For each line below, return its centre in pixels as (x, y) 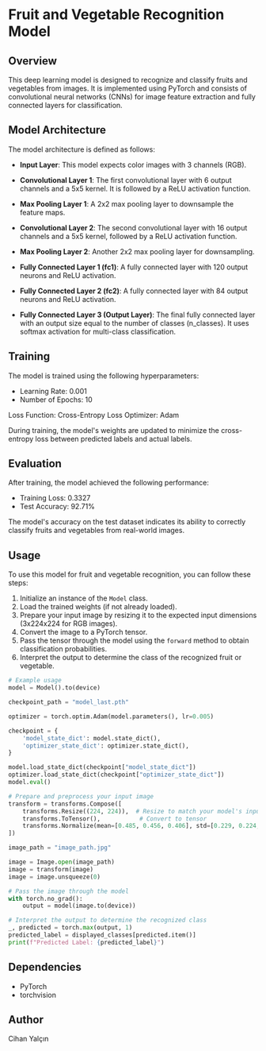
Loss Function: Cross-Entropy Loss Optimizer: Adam (94, 415)
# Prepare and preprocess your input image (81, 796)
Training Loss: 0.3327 (55, 498)
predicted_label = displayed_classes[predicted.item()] (102, 935)
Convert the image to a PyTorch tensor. (84, 632)
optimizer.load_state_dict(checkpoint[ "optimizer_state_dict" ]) (116, 775)
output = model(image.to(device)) (79, 906)
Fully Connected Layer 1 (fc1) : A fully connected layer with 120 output (133, 267)
